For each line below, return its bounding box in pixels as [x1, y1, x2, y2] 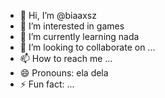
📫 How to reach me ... [19, 53, 113, 64]
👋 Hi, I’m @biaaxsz [19, 10, 97, 21]
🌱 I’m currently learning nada [19, 31, 140, 42]
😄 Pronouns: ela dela [19, 67, 109, 79]
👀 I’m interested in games [19, 20, 125, 32]
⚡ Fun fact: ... [19, 78, 75, 90]
